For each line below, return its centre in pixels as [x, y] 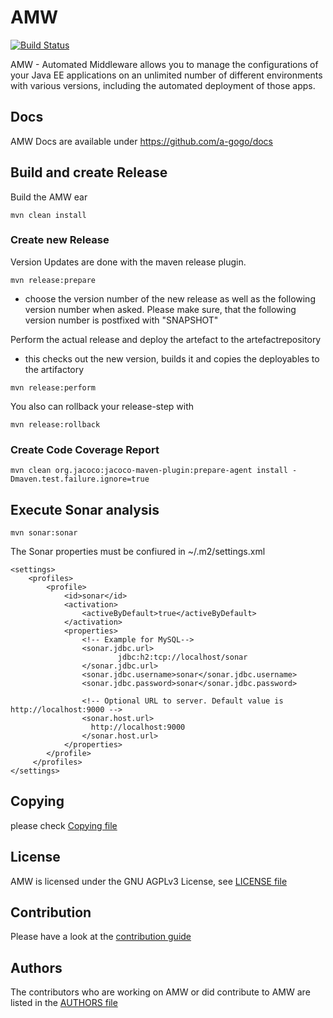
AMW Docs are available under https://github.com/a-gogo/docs [141, 141]
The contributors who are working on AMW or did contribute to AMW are [160, 992]
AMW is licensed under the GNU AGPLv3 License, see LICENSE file [149, 881]
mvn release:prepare [53, 280]
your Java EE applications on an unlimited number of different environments [166, 75]
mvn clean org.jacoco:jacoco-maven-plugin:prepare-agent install [149, 471]
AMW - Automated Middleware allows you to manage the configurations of [164, 64]
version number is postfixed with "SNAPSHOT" [121, 320]
